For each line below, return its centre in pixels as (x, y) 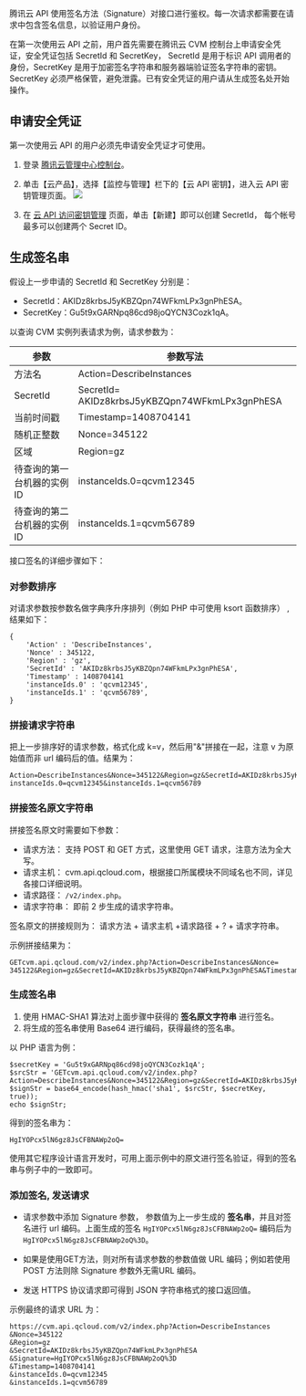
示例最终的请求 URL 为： (56, 1309)
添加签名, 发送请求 (49, 1195)
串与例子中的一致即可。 (53, 1169)
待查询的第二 (42, 511)
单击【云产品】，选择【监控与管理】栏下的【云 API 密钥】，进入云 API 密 (156, 184)
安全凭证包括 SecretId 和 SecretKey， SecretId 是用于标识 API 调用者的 (158, 56)
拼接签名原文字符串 (51, 808)
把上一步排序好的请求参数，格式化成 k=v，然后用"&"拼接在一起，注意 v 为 (148, 747)
